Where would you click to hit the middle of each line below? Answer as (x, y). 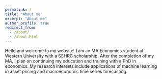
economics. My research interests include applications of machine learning (81, 66)
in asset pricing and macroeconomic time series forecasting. (66, 71)
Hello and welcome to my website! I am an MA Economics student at (74, 50)
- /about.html (24, 37)
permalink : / (18, 10)
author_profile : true (27, 23)
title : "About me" (24, 14)
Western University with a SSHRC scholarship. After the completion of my (80, 56)
